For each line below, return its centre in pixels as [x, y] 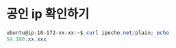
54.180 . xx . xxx [27, 39]
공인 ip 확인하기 [48, 14]
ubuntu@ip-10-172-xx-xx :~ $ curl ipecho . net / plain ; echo [88, 33]
